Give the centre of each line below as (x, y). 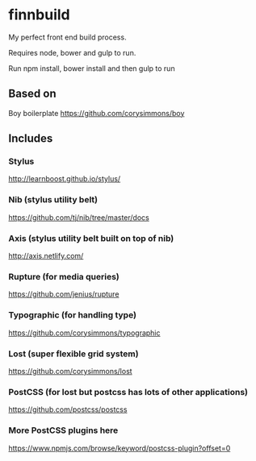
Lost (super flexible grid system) (73, 354)
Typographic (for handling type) (73, 315)
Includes (31, 139)
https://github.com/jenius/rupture (64, 294)
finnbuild (39, 15)
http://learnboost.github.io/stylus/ (65, 179)
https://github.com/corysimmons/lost (70, 371)
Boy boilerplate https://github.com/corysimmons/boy (97, 113)
